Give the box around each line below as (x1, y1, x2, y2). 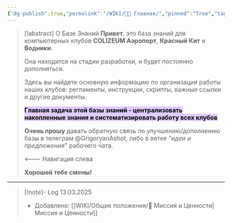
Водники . (23, 43, 53, 52)
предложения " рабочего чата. (23, 141, 114, 149)
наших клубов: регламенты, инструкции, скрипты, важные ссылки (23, 85, 222, 93)
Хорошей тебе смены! (23, 168, 93, 176)
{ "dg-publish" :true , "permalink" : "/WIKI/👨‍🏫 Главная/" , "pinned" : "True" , (7, 10, 215, 17)
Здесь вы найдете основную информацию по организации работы (23, 77, 221, 86)
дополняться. (23, 64, 64, 72)
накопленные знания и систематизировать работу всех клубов (23, 113, 218, 122)
